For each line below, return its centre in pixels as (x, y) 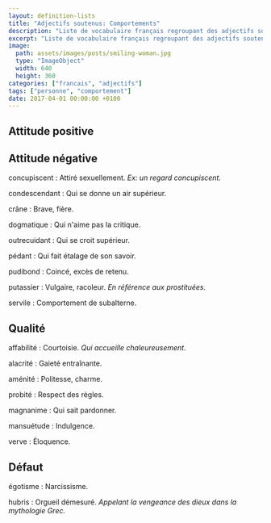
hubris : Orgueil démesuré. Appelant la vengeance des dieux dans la (123, 502)
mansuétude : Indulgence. (52, 426)
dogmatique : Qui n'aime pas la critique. (75, 225)
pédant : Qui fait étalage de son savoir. (73, 256)
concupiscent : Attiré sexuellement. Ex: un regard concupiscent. (115, 178)
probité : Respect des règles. (56, 395)
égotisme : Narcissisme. (48, 487)
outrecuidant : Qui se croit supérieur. (69, 241)
